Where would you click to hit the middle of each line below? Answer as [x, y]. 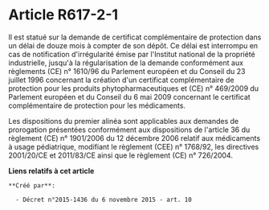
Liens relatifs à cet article [51, 171]
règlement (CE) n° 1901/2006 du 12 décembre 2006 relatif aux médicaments [134, 138]
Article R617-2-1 [63, 15]
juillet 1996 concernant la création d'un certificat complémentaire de [121, 80]
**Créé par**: [32, 185]
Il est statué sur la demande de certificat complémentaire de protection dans [135, 37]
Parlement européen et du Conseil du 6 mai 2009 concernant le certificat [129, 97]
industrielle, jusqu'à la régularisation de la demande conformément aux [126, 63]
